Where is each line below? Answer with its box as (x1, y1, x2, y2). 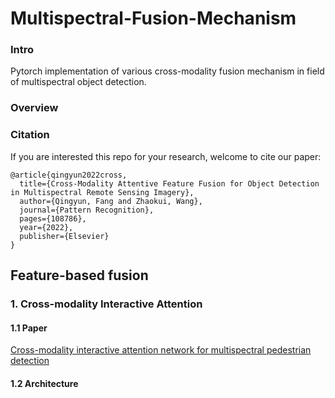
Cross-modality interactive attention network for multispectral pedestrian (10, 344, 312, 356)
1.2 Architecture (10, 377, 79, 389)
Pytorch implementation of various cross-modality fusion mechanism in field (10, 65, 325, 77)
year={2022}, (19, 222, 74, 232)
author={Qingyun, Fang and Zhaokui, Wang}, (19, 196, 203, 206)
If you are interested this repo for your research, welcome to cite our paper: (10, 150, 322, 162)
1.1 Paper (10, 322, 48, 334)
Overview (10, 101, 59, 115)
